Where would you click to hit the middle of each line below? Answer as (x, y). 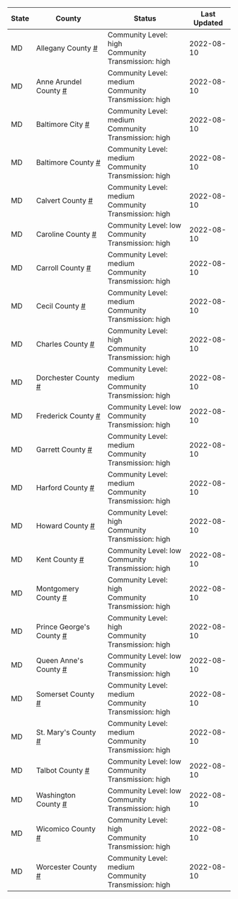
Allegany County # (67, 48)
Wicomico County (66, 829)
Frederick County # (68, 416)
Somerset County (65, 694)
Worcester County (66, 867)
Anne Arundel (59, 82)
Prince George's (63, 627)
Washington (56, 795)
